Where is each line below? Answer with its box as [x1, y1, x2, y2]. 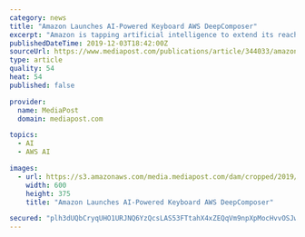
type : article [9, 55, 64, 64]
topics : [9, 131, 39, 140]
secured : [9, 214, 43, 223]
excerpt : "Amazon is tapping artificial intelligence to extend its [9, 30, 274, 39]
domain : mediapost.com [17, 114, 103, 123]
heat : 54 [9, 73, 43, 82]
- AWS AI [17, 147, 51, 157]
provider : [9, 97, 47, 106]
